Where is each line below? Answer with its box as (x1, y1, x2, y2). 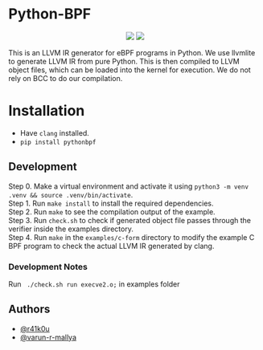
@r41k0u (19, 324, 50, 333)
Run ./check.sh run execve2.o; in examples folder (8, 279, 180, 289)
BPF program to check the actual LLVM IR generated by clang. (8, 241, 215, 250)
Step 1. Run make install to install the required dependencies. (8, 198, 214, 208)
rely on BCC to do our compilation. (8, 73, 123, 83)
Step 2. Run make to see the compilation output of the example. (8, 206, 216, 217)
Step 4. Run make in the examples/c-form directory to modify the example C (8, 232, 255, 242)
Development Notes (8, 261, 88, 272)
